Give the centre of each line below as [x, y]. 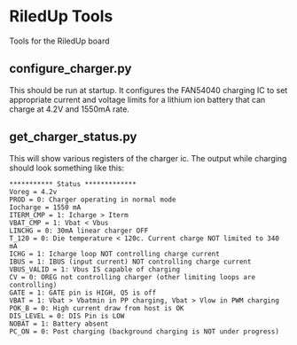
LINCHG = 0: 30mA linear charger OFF [79, 231]
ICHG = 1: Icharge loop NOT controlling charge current [114, 254]
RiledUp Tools [61, 16]
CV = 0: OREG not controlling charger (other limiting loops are [132, 277]
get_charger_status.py [73, 137]
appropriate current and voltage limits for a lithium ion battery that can [137, 99]
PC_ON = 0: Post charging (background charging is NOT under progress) [144, 331]
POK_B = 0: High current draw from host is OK [97, 308]
